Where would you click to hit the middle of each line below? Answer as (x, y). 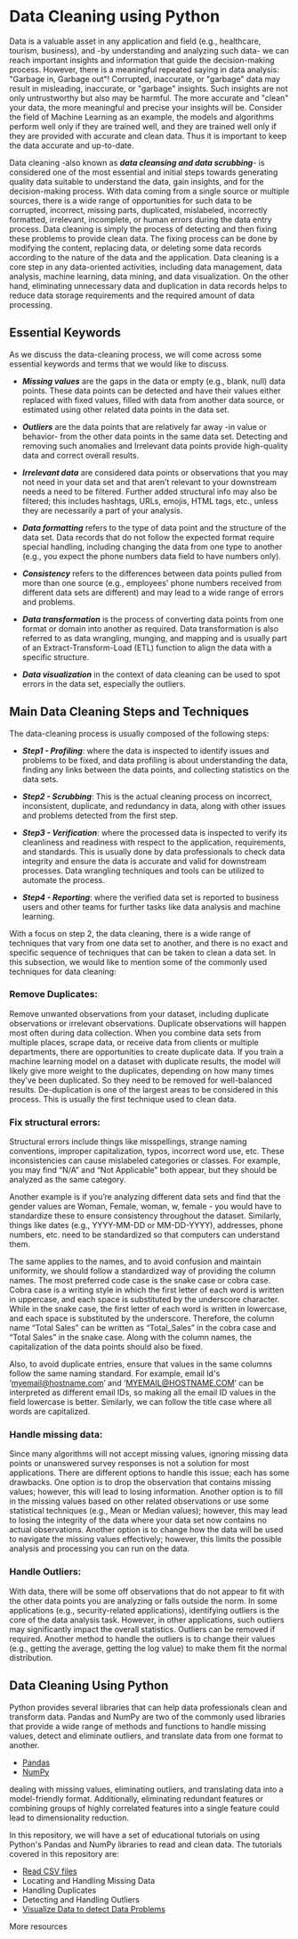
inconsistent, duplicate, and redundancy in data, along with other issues (154, 805)
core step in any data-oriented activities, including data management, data (146, 267)
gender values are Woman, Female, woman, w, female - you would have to (145, 1207)
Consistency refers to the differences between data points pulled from (152, 573)
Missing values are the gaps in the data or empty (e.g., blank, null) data (154, 381)
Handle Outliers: (45, 1572)
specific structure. (56, 656)
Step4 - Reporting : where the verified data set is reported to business (150, 897)
